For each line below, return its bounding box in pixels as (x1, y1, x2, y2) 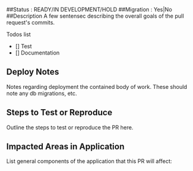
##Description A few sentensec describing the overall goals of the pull (6, 12, 184, 20)
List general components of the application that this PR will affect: (6, 158, 173, 165)
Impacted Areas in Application (6, 142, 124, 152)
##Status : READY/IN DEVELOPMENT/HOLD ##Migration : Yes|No (6, 6, 173, 13)
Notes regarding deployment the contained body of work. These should (6, 83, 187, 90)
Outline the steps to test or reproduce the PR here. (6, 123, 134, 131)
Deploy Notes (6, 67, 59, 77)
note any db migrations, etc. (6, 89, 78, 97)
